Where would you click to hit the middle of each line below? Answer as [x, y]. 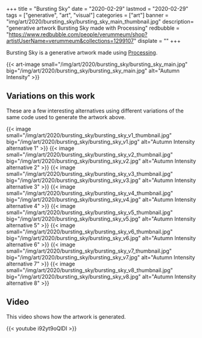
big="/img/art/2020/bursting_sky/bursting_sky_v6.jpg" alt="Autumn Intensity [101, 238]
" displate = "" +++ [157, 41]
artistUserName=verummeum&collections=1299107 [70, 41]
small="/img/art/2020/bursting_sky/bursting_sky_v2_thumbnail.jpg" [90, 154]
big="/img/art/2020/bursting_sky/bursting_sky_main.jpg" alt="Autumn [93, 71]
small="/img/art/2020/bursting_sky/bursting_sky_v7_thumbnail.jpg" [89, 251]
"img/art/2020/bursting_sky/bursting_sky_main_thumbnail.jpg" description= [100, 21]
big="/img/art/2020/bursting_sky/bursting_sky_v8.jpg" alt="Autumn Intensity [101, 276]
